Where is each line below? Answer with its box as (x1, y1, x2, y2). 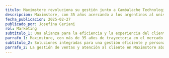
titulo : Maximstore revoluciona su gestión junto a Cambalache (5, 7, 141, 13)
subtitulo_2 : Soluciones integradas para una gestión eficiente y (5, 40, 147, 45)
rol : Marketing (5, 26, 37, 31)
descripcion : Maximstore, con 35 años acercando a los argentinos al (5, 12, 154, 17)
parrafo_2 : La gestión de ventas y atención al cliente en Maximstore (5, 45, 156, 50)
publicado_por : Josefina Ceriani (5, 21, 75, 27)
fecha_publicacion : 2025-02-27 (5, 17, 71, 22)
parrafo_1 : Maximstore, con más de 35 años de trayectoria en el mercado (5, 36, 163, 41)
